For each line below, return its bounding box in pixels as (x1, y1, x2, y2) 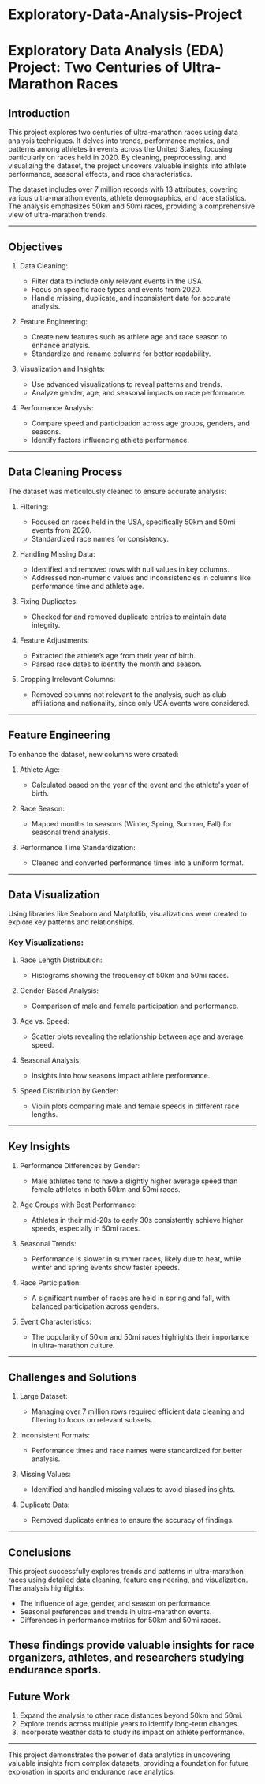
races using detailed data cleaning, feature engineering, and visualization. (8, 1575, 248, 1584)
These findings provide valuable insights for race (8, 1638, 255, 1651)
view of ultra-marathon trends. (8, 210, 108, 219)
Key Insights (8, 1140, 71, 1153)
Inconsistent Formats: (19, 1430, 91, 1440)
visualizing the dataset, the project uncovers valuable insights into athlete (8, 161, 247, 171)
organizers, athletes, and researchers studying (8, 1651, 244, 1664)
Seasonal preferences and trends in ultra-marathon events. (19, 1607, 212, 1617)
